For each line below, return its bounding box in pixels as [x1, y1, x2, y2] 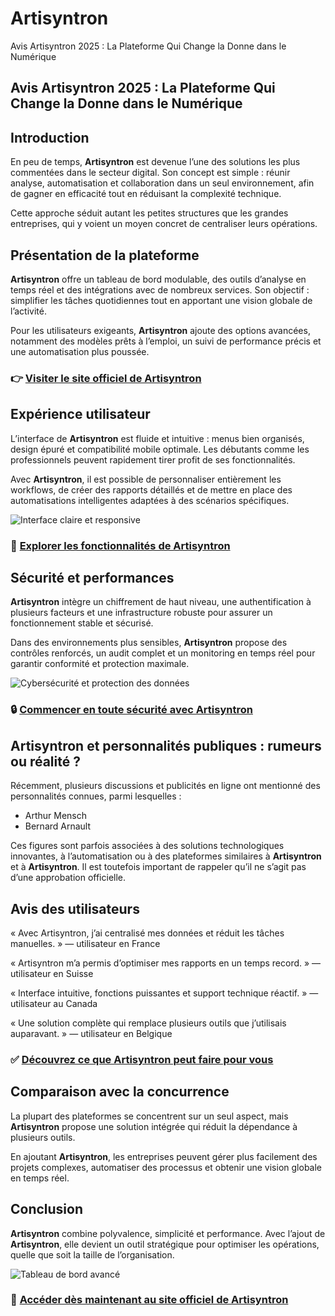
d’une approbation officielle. [10, 872, 127, 884]
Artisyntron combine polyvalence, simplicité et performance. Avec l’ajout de [10, 1227, 326, 1239]
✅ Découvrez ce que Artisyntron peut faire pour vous [10, 1052, 274, 1066]
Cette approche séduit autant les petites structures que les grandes [10, 207, 289, 219]
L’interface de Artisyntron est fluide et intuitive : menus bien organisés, [10, 432, 305, 444]
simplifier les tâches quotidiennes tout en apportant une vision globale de [10, 294, 313, 306]
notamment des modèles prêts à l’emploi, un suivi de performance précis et [10, 335, 322, 347]
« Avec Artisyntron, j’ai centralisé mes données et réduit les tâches [10, 927, 285, 939]
